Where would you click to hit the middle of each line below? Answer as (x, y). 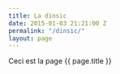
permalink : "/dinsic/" (47, 31)
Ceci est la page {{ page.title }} (60, 61)
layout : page (30, 38)
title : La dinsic (38, 16)
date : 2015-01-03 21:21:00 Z (58, 23)
